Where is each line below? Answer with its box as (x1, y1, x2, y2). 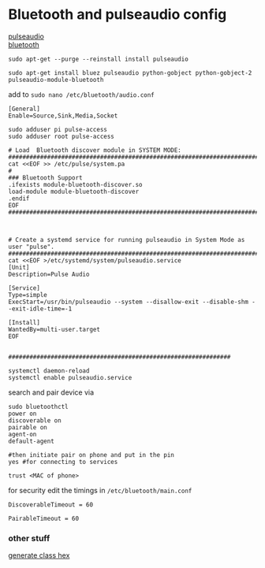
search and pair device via (8, 388, 95, 397)
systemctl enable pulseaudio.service (8, 373, 132, 381)
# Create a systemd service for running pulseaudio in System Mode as (8, 236, 245, 243)
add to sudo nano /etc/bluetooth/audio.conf (8, 89, 155, 99)
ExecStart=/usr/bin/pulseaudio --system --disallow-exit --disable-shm (8, 298, 248, 306)
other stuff (8, 533, 50, 544)
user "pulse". (8, 243, 55, 251)
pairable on (8, 423, 47, 431)
